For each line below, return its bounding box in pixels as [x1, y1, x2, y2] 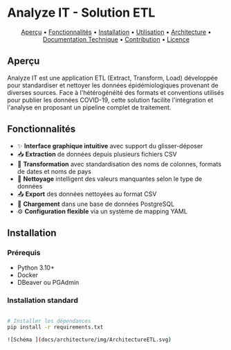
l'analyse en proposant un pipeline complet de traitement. [7, 103, 172, 112]
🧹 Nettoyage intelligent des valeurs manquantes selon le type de [17, 175, 203, 183]
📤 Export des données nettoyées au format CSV [17, 189, 157, 198]
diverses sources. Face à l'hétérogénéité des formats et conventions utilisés [7, 88, 225, 96]
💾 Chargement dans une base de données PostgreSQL [17, 200, 175, 208]
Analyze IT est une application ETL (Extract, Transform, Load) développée [7, 73, 218, 82]
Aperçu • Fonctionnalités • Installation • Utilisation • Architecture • [21, 28, 212, 36]
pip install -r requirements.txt [7, 324, 104, 331]
